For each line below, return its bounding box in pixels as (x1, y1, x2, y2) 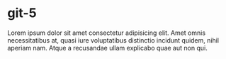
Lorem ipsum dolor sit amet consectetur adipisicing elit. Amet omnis (7, 28, 206, 37)
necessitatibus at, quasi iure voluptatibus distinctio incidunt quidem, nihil (7, 36, 220, 44)
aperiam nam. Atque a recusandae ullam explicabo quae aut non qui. (7, 43, 208, 52)
